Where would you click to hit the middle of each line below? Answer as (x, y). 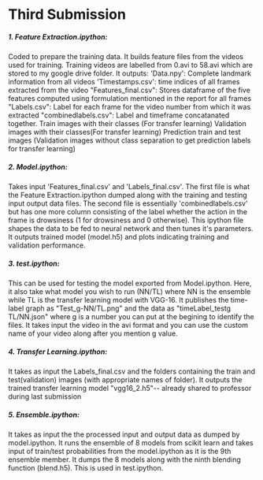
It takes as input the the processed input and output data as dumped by (124, 434)
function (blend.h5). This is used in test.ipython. (86, 468)
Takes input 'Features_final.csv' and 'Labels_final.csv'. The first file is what (129, 187)
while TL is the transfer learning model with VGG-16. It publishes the (119, 300)
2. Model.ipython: (38, 166)
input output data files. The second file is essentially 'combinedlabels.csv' (128, 203)
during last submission (45, 396)
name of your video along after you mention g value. (93, 333)
